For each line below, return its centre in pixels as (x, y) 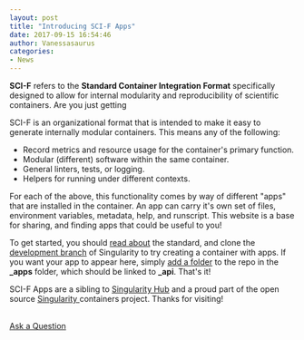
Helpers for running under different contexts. (106, 179)
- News (22, 60)
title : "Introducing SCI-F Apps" (73, 26)
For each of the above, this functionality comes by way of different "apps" (148, 196)
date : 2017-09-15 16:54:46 (60, 34)
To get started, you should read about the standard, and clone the (132, 243)
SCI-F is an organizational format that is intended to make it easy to (135, 122)
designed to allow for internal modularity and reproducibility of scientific (144, 95)
